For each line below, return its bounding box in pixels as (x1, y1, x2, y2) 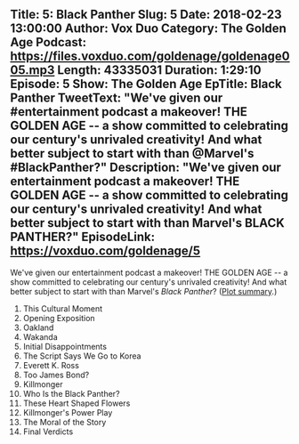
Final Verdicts (22, 426, 74, 437)
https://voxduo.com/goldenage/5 (10, 244, 201, 259)
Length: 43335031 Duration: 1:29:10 (57, 62, 262, 78)
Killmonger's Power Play (22, 407, 113, 417)
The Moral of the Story (22, 416, 107, 427)
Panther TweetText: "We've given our (10, 91, 223, 106)
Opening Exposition (22, 312, 96, 323)
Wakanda (22, 331, 58, 342)
